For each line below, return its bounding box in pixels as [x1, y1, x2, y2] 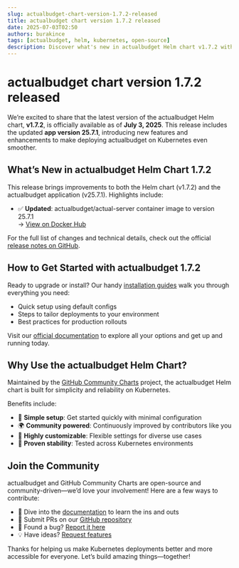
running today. [7, 339, 50, 347]
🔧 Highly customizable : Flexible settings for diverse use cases [17, 432, 202, 440]
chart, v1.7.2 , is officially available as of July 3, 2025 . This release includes [7, 120, 228, 129]
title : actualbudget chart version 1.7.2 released [7, 17, 161, 24]
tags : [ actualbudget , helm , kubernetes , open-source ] [7, 37, 171, 44]
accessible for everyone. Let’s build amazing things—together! [7, 552, 191, 561]
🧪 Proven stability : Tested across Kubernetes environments [17, 439, 193, 448]
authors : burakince [7, 30, 65, 38]
